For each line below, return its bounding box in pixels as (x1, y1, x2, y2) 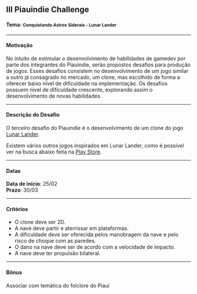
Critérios (6, 205, 28, 212)
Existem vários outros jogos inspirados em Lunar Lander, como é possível (6, 142, 184, 149)
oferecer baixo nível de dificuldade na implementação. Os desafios (6, 79, 168, 87)
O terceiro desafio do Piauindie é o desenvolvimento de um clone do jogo (6, 125, 184, 131)
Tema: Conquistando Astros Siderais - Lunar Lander (6, 21, 117, 28)
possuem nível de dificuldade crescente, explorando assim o (6, 86, 153, 93)
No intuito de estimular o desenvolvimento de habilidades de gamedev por (6, 55, 186, 62)
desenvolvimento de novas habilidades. (6, 92, 102, 99)
